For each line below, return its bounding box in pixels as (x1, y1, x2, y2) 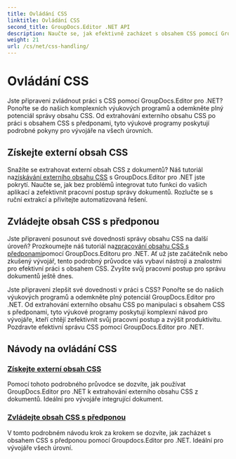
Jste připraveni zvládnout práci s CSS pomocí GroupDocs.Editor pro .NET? (7, 96, 223, 105)
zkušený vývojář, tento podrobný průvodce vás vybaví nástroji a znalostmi (7, 257, 222, 265)
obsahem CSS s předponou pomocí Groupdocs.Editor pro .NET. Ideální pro (7, 436, 223, 444)
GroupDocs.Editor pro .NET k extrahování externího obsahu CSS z (7, 387, 199, 396)
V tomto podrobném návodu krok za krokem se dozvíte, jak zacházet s (7, 428, 211, 437)
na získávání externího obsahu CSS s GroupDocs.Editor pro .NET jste (7, 173, 205, 181)
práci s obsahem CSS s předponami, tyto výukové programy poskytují (7, 119, 209, 127)
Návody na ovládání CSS (7, 342, 117, 355)
